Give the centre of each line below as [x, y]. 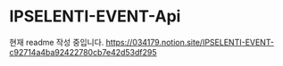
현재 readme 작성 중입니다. [57, 42]
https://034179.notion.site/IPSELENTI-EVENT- [190, 42]
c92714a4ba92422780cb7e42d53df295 [83, 52]
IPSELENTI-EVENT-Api [95, 16]
